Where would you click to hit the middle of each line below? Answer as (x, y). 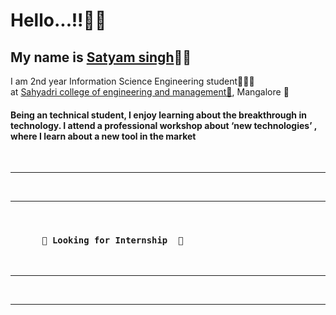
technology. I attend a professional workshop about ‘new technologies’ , (164, 125)
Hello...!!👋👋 (58, 20)
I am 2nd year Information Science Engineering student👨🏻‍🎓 (132, 81)
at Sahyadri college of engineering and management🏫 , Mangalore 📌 (150, 92)
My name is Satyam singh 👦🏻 (101, 57)
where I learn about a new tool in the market (103, 136)
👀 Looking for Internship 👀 (112, 240)
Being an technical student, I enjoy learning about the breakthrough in (158, 115)
